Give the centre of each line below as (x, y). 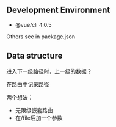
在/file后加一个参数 (39, 118)
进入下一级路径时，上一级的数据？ (49, 71)
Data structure (34, 56)
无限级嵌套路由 (34, 110)
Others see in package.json (41, 37)
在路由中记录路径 (28, 84)
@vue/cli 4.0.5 (33, 24)
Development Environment (58, 10)
